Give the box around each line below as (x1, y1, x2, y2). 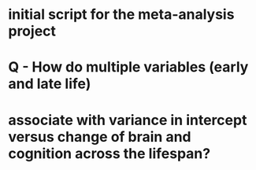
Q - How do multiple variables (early (8, 58, 249, 76)
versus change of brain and (8, 128, 191, 146)
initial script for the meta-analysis (8, 6, 235, 24)
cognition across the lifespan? (8, 144, 211, 162)
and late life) (8, 75, 91, 93)
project (8, 22, 57, 40)
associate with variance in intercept (8, 111, 247, 129)
